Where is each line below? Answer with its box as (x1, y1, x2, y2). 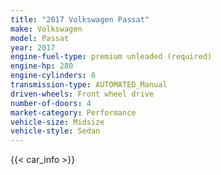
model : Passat (10, 33, 70, 43)
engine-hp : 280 (10, 61, 74, 71)
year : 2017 (10, 42, 56, 53)
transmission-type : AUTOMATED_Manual (10, 80, 168, 90)
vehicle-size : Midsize (10, 117, 105, 127)
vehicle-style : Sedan (10, 126, 101, 136)
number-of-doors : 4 (10, 98, 92, 108)
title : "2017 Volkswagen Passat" (10, 14, 150, 25)
